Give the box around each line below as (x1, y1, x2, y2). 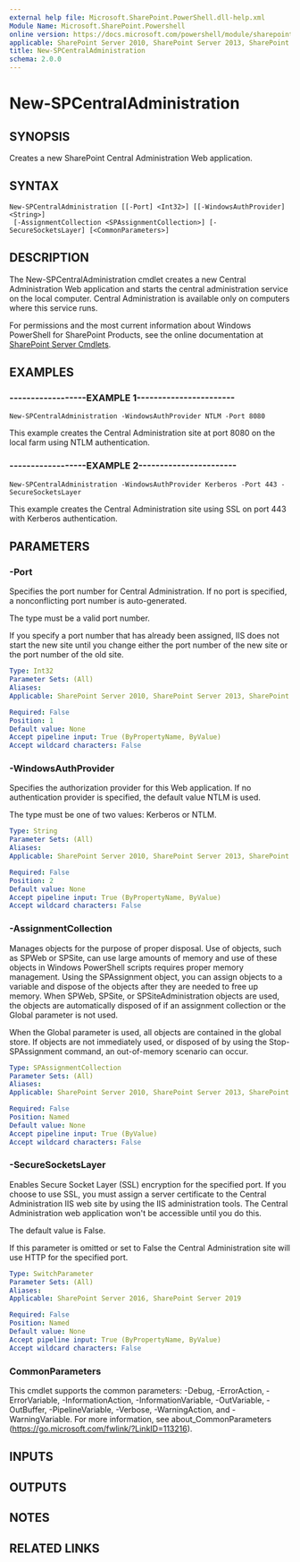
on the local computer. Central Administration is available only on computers (9, 293, 290, 304)
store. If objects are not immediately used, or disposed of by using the (9, 1036, 268, 1047)
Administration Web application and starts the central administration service (9, 283, 288, 294)
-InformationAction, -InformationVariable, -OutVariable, (62, 1395, 265, 1405)
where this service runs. (9, 302, 98, 313)
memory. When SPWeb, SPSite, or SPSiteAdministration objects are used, (9, 991, 279, 1001)
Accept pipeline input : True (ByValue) (9, 1129, 158, 1138)
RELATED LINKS (9, 1541, 100, 1556)
